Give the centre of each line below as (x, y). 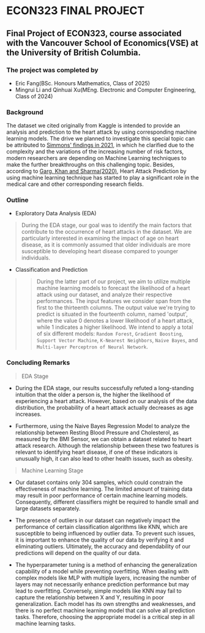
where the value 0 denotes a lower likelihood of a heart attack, (115, 321)
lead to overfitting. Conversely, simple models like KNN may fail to (98, 591)
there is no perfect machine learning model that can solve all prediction (105, 610)
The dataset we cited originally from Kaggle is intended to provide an (93, 126)
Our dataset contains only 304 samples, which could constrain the (99, 482)
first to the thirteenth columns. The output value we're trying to (116, 308)
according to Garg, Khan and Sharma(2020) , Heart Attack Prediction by (96, 171)
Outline (17, 200)
